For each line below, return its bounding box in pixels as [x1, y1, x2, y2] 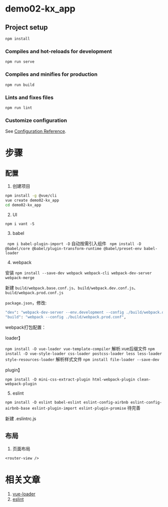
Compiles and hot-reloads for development [5, 48, 112, 55]
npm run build [5, 82, 35, 87]
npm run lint [5, 105, 32, 110]
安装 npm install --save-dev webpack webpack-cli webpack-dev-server [5, 270, 152, 276]
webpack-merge [5, 275, 35, 280]
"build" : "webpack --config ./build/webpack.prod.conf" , [5, 314, 126, 319]
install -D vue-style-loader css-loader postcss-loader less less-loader [5, 351, 162, 356]
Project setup [5, 23, 48, 32]
